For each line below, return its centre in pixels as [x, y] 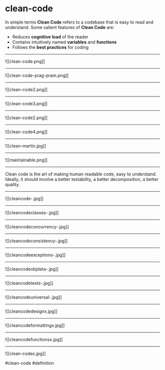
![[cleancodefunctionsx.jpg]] [34, 339]
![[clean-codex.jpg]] [25, 353]
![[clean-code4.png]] [26, 132]
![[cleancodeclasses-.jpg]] [32, 212]
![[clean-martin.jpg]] [26, 146]
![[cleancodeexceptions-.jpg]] [35, 255]
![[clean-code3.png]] [26, 103]
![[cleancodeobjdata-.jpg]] [32, 269]
